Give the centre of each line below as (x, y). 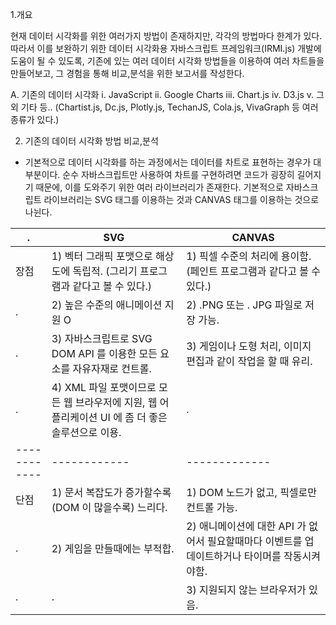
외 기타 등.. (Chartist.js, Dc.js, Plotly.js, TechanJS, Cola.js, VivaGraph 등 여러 (164, 107)
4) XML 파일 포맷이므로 (104, 387)
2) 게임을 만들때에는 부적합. (113, 548)
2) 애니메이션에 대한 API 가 (246, 526)
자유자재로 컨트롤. (112, 368)
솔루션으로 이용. (86, 432)
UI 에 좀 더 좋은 (133, 417)
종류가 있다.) (35, 119)
